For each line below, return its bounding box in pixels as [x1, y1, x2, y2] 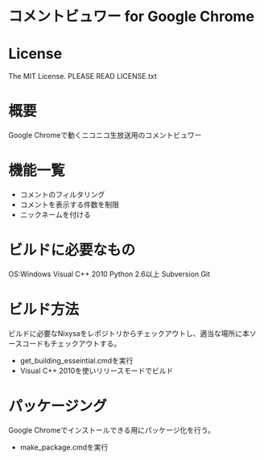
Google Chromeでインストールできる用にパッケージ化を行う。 [8, 425, 215, 435]
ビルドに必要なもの [8, 241, 136, 259]
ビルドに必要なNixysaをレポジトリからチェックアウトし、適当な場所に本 [8, 328, 250, 338]
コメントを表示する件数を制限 [19, 200, 119, 209]
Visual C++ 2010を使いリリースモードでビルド [19, 366, 174, 375]
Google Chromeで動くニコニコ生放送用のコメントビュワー [8, 131, 202, 140]
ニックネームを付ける [19, 210, 91, 219]
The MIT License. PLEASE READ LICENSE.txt [8, 72, 157, 81]
